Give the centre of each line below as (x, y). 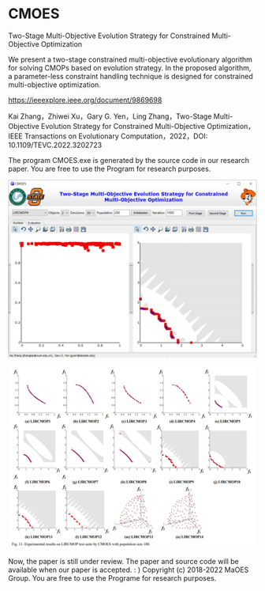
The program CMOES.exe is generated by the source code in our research (129, 160)
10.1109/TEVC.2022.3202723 (55, 145)
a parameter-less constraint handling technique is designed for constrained (131, 76)
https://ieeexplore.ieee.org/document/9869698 (85, 100)
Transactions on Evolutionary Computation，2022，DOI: (116, 136)
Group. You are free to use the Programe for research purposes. (112, 578)
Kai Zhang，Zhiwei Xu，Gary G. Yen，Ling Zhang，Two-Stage (110, 116)
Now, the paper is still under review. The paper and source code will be (123, 561)
